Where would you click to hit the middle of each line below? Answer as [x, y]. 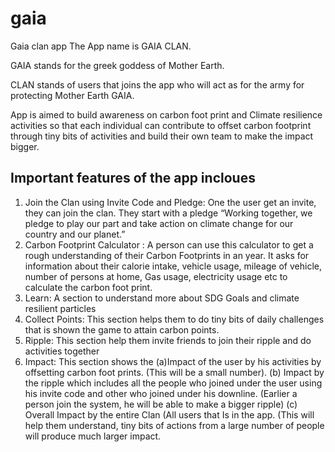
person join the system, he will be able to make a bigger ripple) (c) [161, 404]
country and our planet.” [75, 234]
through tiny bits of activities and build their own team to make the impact [162, 136]
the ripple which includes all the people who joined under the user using [173, 383]
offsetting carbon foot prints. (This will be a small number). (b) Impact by [174, 372]
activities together [62, 351]
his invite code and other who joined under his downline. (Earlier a [161, 393]
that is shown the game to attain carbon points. [122, 329]
